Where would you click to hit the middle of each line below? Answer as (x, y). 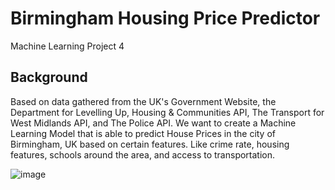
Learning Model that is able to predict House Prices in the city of (143, 133)
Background (49, 77)
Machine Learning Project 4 (67, 46)
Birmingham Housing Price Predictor (165, 18)
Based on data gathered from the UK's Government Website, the (143, 101)
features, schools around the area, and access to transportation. (143, 154)
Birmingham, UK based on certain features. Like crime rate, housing (150, 144)
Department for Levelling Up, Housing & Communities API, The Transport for (167, 112)
